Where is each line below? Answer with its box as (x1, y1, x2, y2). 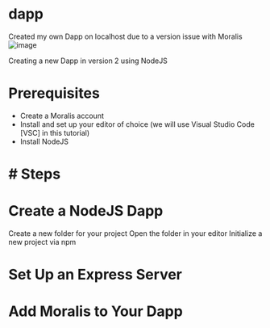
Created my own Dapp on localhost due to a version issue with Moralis (8, 32, 243, 41)
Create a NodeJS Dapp (8, 202, 164, 221)
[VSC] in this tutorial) (19, 128, 90, 137)
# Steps (8, 165, 61, 183)
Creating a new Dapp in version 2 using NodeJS (8, 56, 168, 65)
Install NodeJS (19, 137, 69, 146)
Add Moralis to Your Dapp (8, 302, 183, 321)
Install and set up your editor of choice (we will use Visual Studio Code (19, 119, 255, 129)
